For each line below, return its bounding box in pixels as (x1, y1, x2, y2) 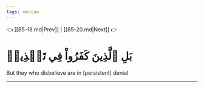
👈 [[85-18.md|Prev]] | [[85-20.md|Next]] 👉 (6, 25, 118, 33)
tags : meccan (6, 8, 39, 15)
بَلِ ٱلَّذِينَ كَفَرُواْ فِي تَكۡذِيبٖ (6, 49, 132, 63)
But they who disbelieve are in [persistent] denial (6, 69, 129, 76)
